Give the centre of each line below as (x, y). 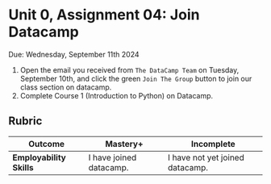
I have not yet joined (206, 157)
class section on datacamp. (66, 87)
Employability (39, 157)
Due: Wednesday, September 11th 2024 (74, 54)
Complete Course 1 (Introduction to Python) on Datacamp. (117, 95)
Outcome (46, 144)
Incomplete (213, 144)
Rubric (25, 121)
